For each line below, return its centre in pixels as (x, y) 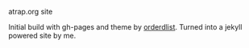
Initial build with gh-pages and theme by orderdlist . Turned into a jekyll (125, 27)
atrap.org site (31, 12)
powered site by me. (42, 36)
